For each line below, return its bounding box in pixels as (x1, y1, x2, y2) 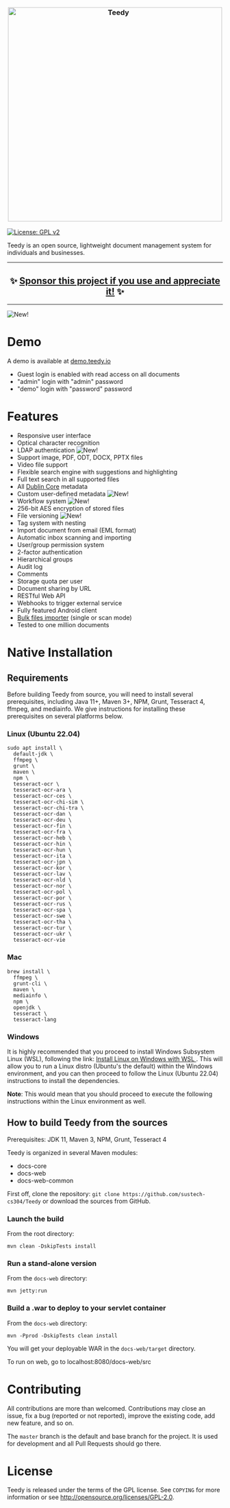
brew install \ (7, 968, 51, 975)
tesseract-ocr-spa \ (13, 907, 72, 914)
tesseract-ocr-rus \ (13, 901, 72, 908)
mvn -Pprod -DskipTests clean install (7, 1332, 118, 1339)
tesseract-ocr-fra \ (13, 829, 72, 836)
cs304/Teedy (7, 1198, 41, 1205)
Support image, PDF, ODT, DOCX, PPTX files (16, 453, 143, 461)
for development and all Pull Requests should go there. (7, 1439, 162, 1448)
